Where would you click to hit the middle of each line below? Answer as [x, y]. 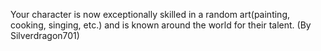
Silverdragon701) [45, 35]
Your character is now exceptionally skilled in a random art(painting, [150, 14]
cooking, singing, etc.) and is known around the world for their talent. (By [161, 25]
